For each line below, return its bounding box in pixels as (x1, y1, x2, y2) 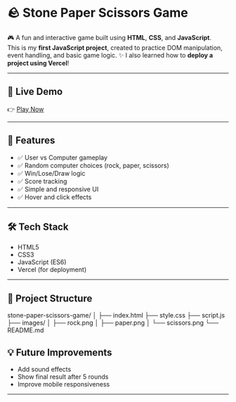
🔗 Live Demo (7, 86, 63, 98)
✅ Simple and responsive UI (17, 185, 99, 193)
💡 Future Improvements (7, 346, 112, 358)
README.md (7, 326, 44, 335)
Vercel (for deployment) (17, 266, 86, 274)
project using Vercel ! (7, 58, 70, 67)
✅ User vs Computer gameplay (17, 153, 107, 162)
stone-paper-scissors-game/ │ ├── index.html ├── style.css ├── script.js (7, 311, 225, 320)
